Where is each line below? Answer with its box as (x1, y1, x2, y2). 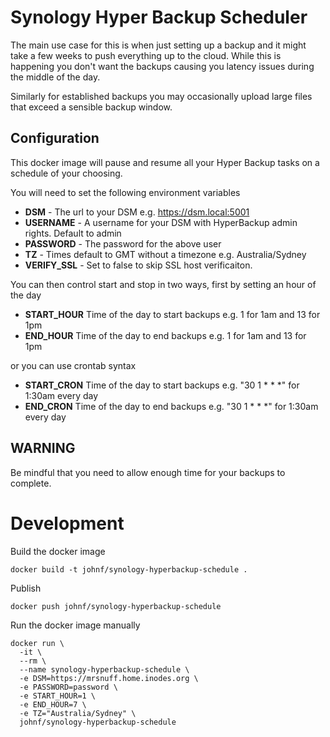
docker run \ (10, 638, 65, 648)
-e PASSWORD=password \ (19, 682, 118, 692)
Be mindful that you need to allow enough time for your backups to (10, 466, 286, 478)
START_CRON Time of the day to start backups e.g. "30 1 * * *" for (24, 379, 300, 391)
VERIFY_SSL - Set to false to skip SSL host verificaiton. (24, 259, 253, 271)
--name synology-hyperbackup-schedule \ (19, 664, 190, 675)
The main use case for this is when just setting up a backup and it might (10, 39, 307, 51)
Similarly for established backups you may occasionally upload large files (10, 90, 313, 102)
